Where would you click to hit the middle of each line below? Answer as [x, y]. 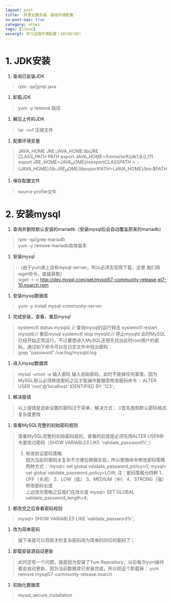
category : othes [23, 24]
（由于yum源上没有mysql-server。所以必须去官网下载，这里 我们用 [89, 267]
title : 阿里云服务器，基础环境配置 [39, 15]
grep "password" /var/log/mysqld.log [57, 353]
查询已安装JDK [28, 76]
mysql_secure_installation [45, 595]
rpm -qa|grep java [37, 86]
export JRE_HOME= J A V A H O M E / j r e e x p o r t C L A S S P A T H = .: [79, 162]
